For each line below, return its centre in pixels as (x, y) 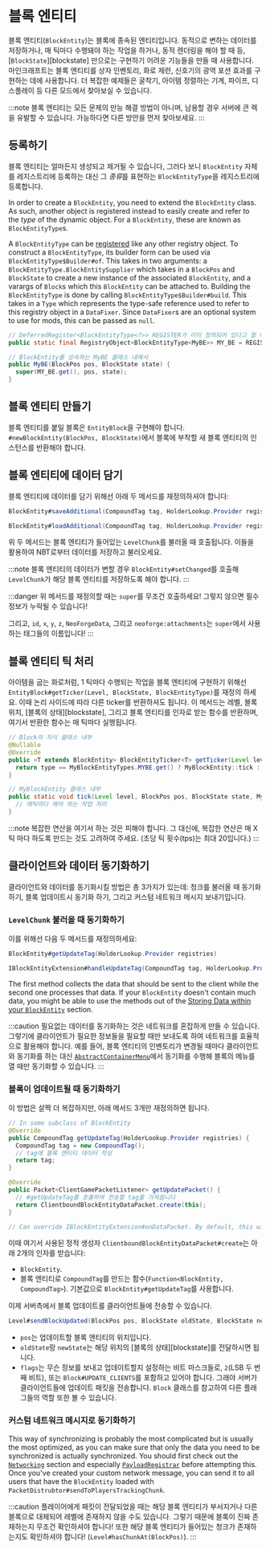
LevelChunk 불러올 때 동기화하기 (66, 919)
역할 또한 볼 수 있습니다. (79, 1398)
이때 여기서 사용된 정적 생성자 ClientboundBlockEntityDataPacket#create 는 (129, 1243)
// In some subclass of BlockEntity (70, 1123)
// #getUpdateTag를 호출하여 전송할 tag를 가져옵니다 (96, 1197)
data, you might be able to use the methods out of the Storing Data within (130, 1000)
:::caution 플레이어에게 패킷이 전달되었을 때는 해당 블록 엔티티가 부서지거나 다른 (133, 1506)
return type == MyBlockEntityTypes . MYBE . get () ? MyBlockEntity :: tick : (138, 767)
